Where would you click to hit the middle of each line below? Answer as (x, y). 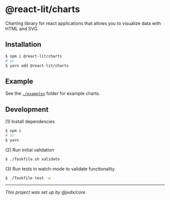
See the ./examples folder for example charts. (53, 93)
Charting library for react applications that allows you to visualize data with (83, 23)
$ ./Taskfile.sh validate (32, 159)
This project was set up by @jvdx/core (46, 192)
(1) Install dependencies (30, 121)
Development (27, 109)
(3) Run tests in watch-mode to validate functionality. (60, 169)
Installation (23, 45)
